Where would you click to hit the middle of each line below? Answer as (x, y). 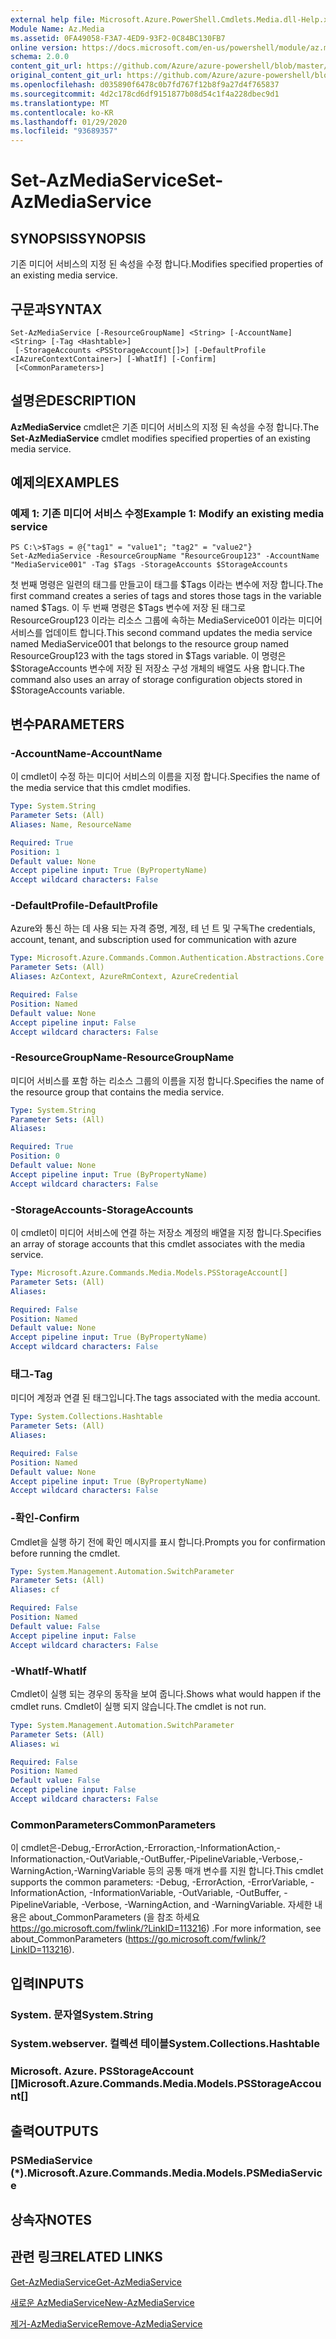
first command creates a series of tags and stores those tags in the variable (166, 596)
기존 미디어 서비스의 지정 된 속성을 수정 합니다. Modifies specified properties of (167, 264)
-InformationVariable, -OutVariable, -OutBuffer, (185, 1893)
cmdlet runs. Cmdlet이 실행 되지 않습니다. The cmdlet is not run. (138, 1706)
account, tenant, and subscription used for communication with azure (153, 940)
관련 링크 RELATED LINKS (86, 2257)
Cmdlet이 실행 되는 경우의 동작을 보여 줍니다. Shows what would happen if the (166, 1693)
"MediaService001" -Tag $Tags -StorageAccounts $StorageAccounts (149, 565)
